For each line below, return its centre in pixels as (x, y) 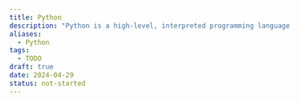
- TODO (30, 59)
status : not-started (48, 83)
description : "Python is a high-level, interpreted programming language (150, 26)
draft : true (31, 67)
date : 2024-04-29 (42, 75)
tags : (19, 51)
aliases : (26, 34)
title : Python (36, 17)
